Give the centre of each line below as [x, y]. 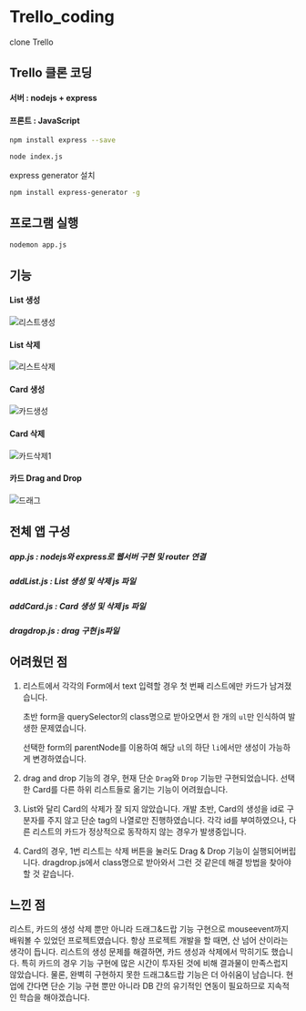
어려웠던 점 [39, 662]
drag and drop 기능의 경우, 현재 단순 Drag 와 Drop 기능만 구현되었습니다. [150, 778]
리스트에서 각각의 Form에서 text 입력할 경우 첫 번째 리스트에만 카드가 [145, 686]
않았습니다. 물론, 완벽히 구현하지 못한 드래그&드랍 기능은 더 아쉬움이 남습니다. [147, 974]
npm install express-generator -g [75, 192]
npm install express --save [63, 140]
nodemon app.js [38, 245]
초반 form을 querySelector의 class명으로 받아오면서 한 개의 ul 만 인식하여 [154, 716]
